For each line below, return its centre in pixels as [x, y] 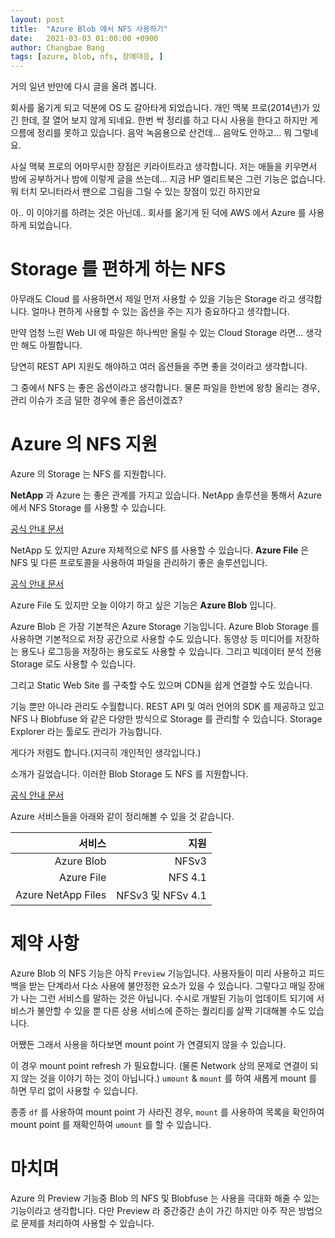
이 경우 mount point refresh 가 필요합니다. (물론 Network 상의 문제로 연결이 [159, 1065]
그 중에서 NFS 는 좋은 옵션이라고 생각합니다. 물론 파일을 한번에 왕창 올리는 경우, [165, 388]
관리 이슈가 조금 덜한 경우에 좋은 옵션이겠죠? [96, 400]
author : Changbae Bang [57, 47]
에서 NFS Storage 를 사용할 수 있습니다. [88, 507]
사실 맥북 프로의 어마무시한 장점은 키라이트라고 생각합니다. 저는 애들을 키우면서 [164, 167]
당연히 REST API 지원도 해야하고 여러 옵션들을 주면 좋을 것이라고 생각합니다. [159, 367]
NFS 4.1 [187, 877]
